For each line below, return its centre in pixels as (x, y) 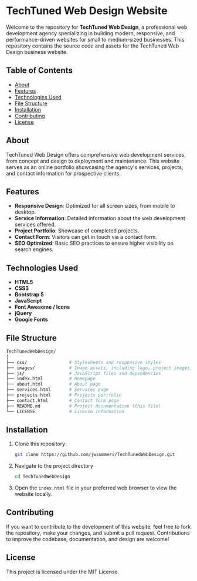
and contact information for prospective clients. (64, 173)
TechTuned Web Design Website (87, 11)
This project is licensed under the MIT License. (63, 572)
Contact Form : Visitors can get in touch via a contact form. (86, 237)
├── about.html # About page (53, 384)
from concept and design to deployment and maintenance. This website (93, 161)
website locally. (33, 494)
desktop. (25, 212)
